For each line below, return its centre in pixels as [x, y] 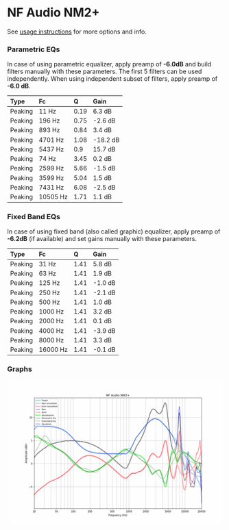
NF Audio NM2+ [53, 13]
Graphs [20, 369]
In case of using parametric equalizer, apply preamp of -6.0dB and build [109, 64]
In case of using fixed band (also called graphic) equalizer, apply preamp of [114, 231]
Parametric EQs [34, 49]
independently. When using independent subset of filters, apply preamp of [112, 79]
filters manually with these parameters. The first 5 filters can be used [105, 72]
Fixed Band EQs [34, 216]
